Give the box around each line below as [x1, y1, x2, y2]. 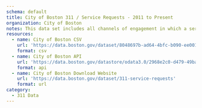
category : [6, 87, 31, 93]
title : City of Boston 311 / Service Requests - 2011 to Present [6, 14, 173, 20]
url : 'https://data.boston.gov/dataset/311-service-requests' [17, 76, 176, 82]
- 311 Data [11, 92, 39, 98]
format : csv [17, 48, 47, 54]
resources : [6, 31, 34, 37]
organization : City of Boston [6, 20, 82, 26]
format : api [17, 64, 47, 71]
